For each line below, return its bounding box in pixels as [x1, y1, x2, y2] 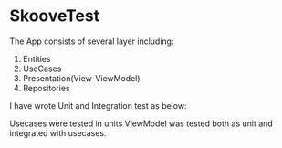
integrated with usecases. [9, 127, 107, 138]
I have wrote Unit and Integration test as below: [9, 100, 187, 111]
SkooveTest [9, 5, 100, 26]
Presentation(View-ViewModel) [22, 72, 141, 83]
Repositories [22, 82, 70, 93]
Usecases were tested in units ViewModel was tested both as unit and [9, 118, 274, 129]
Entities [22, 53, 51, 64]
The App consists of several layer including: [9, 36, 174, 47]
